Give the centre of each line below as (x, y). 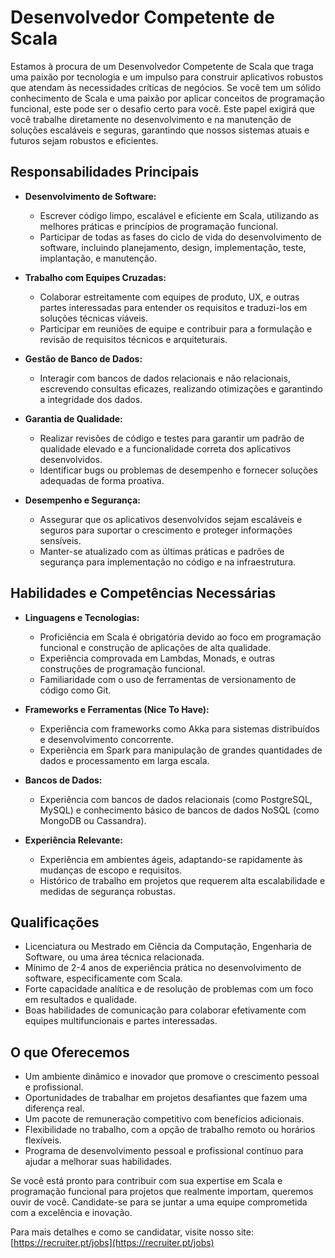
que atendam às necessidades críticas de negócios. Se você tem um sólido (166, 87)
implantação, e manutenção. (98, 258)
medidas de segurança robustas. (107, 891)
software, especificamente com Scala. (103, 978)
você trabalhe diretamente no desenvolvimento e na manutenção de (151, 119)
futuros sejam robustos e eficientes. (84, 140)
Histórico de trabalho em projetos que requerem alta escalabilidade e (182, 880)
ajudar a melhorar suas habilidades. (98, 1162)
